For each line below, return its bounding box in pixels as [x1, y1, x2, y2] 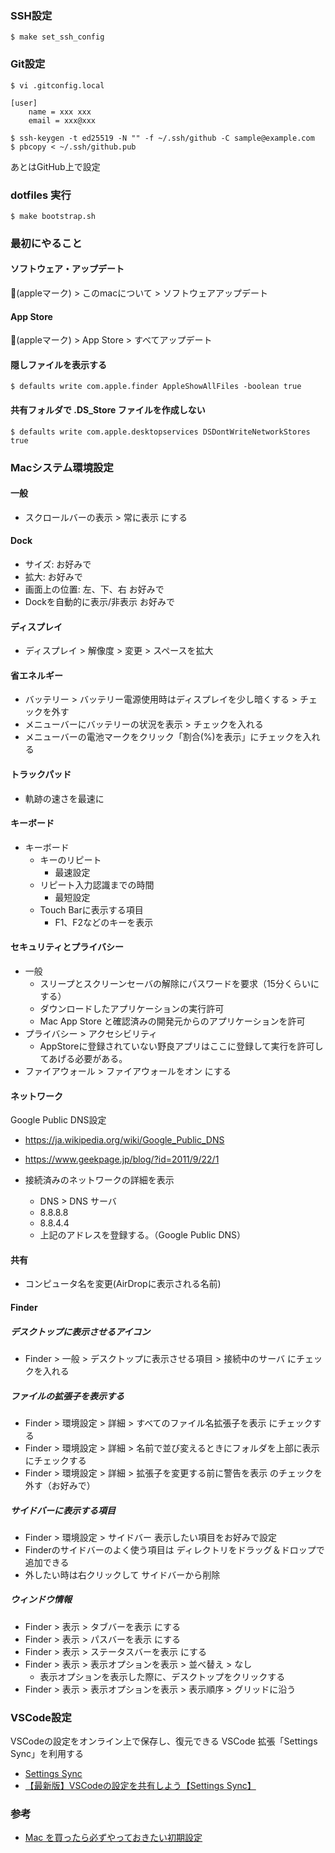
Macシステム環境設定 [10, 460, 114, 474]
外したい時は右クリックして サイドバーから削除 [24, 1568, 221, 1581]
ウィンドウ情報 [10, 1593, 72, 1606]
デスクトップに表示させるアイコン [10, 1325, 151, 1337]
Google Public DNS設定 [10, 1114, 107, 1126]
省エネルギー [10, 669, 63, 681]
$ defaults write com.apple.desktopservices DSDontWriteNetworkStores [10, 427, 311, 437]
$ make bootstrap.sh [10, 211, 97, 221]
